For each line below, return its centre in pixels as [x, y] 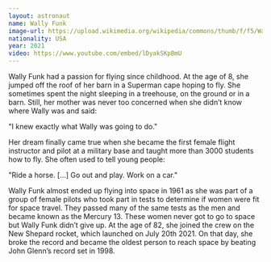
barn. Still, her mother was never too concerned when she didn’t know [125, 102]
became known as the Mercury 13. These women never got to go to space [132, 216]
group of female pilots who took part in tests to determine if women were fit [134, 199]
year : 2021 [27, 46]
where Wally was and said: [53, 111]
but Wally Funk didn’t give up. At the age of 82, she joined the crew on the [131, 225]
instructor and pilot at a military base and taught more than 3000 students [131, 151]
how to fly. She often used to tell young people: [87, 159]
